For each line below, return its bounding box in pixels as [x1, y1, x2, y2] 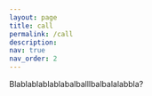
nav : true [9, 46, 46, 55]
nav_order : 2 [9, 54, 58, 63]
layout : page [9, 12, 58, 22]
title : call [9, 21, 53, 30]
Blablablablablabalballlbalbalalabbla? [9, 79, 144, 89]
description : [9, 37, 58, 47]
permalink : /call [9, 29, 74, 38]
